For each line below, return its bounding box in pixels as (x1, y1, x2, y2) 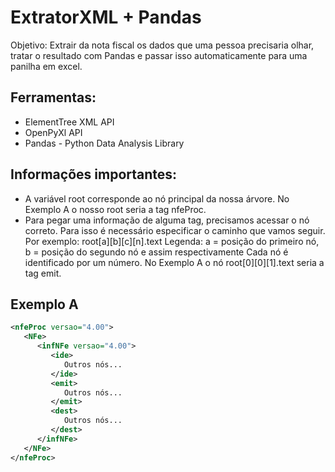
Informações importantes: (10, 166, 178, 183)
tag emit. (24, 267, 62, 279)
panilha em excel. (10, 60, 83, 72)
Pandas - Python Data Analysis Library (24, 137, 185, 149)
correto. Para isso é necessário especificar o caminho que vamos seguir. (24, 224, 326, 236)
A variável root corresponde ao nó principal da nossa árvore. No (24, 192, 290, 205)
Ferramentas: (10, 89, 97, 106)
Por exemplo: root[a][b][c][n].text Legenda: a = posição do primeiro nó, (24, 235, 320, 247)
